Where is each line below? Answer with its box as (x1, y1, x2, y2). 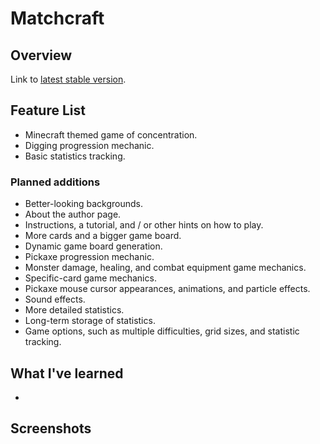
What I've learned (10, 365, 124, 382)
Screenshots (10, 420, 92, 437)
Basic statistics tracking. (24, 150, 126, 162)
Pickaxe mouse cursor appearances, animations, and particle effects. (24, 283, 311, 295)
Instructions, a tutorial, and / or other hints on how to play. (24, 219, 264, 231)
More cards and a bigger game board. (24, 230, 182, 242)
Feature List (10, 102, 86, 119)
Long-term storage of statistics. (24, 315, 156, 327)
